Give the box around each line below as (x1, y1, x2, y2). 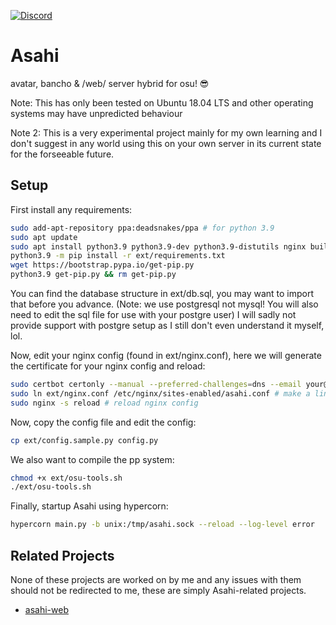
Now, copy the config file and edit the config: (10, 416, 197, 428)
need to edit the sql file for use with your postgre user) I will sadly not (10, 309, 297, 320)
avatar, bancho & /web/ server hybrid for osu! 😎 (10, 77, 210, 89)
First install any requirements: (10, 203, 133, 215)
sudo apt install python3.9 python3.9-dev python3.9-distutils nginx (10, 241, 307, 252)
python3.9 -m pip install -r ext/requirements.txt (10, 251, 226, 261)
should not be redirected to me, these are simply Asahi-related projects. (10, 584, 307, 596)
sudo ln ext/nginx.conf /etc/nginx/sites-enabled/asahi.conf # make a (10, 388, 311, 399)
